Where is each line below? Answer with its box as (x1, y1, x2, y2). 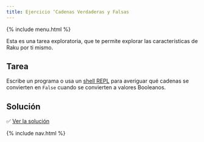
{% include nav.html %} (6, 130, 66, 137)
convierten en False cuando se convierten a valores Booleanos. (6, 84, 166, 91)
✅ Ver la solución (6, 118, 50, 125)
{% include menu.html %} (6, 25, 71, 33)
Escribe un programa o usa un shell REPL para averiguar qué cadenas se (6, 77, 189, 85)
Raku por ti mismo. (6, 44, 54, 51)
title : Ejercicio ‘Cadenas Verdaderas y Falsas (6, 8, 130, 15)
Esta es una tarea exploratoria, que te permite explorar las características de (6, 37, 198, 44)
